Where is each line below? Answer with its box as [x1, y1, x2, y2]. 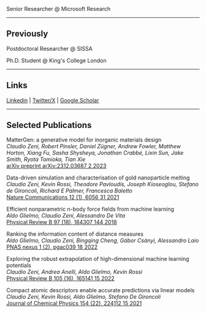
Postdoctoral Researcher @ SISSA [6, 45, 93, 52]
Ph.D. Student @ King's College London [6, 56, 107, 64]
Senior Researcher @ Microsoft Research [6, 6, 111, 12]
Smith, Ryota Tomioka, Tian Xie [6, 156, 86, 163]
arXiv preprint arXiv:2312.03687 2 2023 [6, 162, 107, 170]
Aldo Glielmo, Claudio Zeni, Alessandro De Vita [6, 212, 126, 219]
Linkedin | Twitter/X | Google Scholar [6, 96, 99, 104]
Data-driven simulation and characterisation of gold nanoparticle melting [6, 174, 190, 181]
